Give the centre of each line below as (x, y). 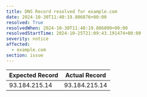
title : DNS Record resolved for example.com (62, 11)
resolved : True (25, 22)
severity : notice (27, 39)
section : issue (25, 55)
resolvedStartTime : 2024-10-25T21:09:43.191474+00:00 (74, 34)
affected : (18, 45)
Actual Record (86, 75)
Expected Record (34, 75)
